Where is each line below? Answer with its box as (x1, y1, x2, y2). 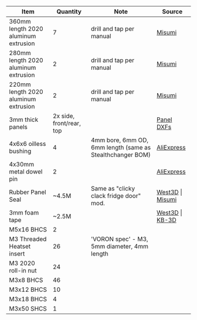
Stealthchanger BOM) (90, 151, 151, 159)
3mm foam (9, 209, 39, 216)
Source (162, 8, 183, 15)
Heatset (9, 243, 31, 250)
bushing (9, 147, 32, 155)
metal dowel (9, 168, 43, 175)
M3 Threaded (9, 235, 47, 243)
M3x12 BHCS (9, 285, 47, 294)
